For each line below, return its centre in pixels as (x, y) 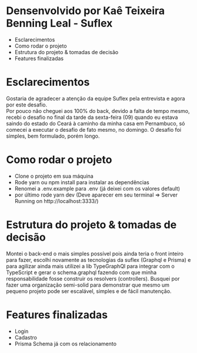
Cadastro (26, 337)
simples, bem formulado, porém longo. (53, 136)
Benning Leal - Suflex (59, 23)
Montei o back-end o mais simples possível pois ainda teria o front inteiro (95, 254)
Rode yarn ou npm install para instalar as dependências (82, 182)
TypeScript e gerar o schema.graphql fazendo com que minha (81, 272)
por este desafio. (27, 105)
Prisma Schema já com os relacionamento (65, 344)
